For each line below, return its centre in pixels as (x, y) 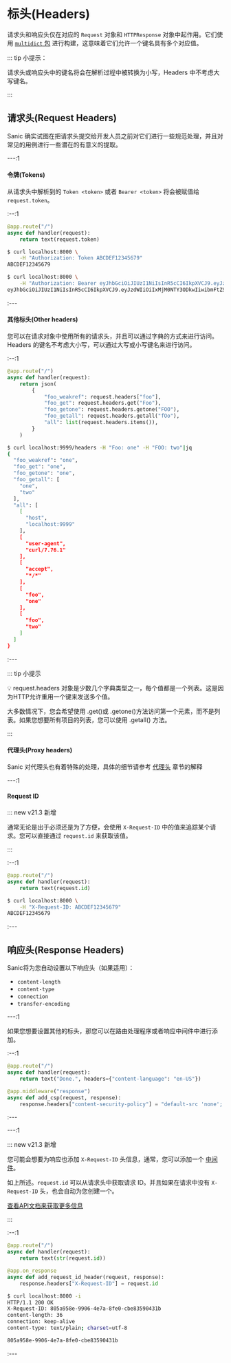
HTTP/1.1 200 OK (30, 1302)
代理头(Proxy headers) (40, 750)
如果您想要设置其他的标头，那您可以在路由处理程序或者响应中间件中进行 (109, 1031)
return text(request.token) (59, 239)
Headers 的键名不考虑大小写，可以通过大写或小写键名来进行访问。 (101, 345)
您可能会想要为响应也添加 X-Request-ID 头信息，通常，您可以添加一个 (106, 1159)
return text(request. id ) (55, 888)
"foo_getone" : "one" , (44, 473)
